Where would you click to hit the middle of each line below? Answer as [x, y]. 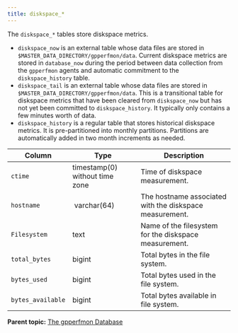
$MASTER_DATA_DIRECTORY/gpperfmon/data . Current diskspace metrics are [122, 55]
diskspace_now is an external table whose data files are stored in [111, 47]
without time [93, 176]
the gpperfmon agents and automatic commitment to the [98, 70]
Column [38, 155]
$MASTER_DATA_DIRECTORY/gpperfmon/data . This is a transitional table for [120, 93]
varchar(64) [94, 205]
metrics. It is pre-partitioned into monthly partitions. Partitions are [113, 130]
